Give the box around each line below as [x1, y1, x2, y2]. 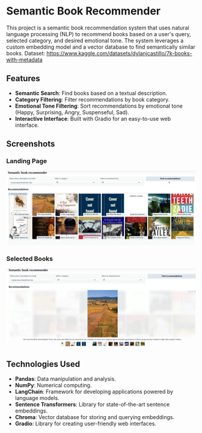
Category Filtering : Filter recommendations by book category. [14, 96, 170, 103]
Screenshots [6, 139, 55, 149]
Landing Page [6, 157, 47, 165]
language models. [14, 394, 60, 401]
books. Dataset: [6, 49, 46, 57]
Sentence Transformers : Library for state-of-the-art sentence [14, 401, 170, 408]
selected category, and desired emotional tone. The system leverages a [6, 37, 184, 44]
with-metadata [6, 56, 43, 63]
